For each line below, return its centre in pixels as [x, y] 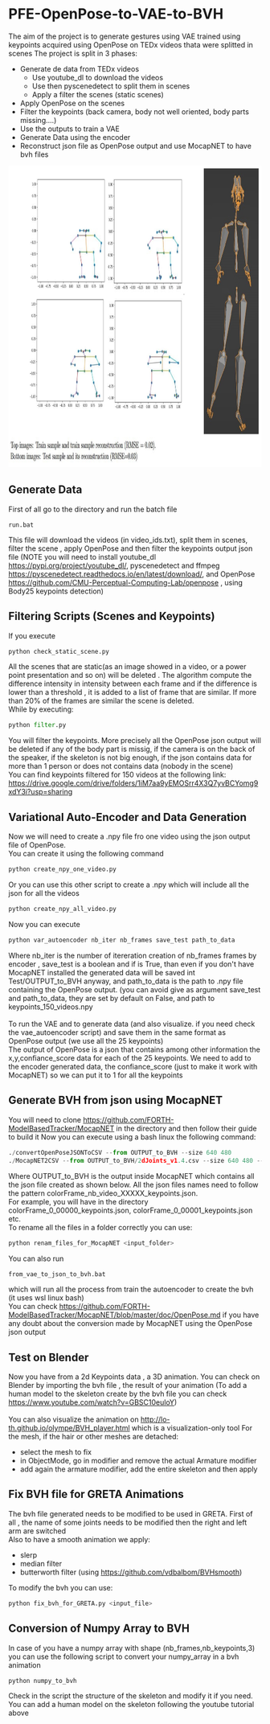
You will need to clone [45, 1119]
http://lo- [155, 1419]
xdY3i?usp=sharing [41, 792]
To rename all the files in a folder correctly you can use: [100, 1228]
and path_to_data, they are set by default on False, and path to [112, 998]
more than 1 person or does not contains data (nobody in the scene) [121, 766]
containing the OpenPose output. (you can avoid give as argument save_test [135, 989]
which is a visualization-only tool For [192, 1428]
